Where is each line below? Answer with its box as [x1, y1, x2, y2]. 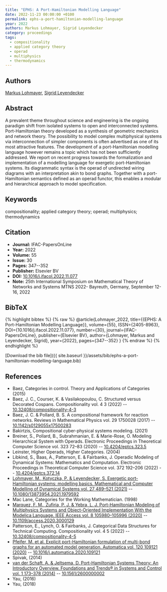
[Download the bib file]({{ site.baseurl [5, 353, 83, 359]
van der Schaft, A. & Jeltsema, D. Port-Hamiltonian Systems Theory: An [12, 560, 159, 566]
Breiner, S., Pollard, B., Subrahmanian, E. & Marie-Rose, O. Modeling [12, 433, 152, 439]
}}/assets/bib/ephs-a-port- [83, 353, 139, 359]
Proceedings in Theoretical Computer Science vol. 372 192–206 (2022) [12, 465, 159, 471]
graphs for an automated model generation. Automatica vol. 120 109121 [12, 544, 158, 550]
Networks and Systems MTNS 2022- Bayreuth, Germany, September [12, 284, 154, 290]
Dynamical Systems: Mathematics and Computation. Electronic [12, 460, 142, 466]
